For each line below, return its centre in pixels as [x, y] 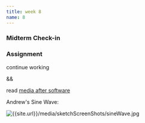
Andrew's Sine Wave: [32, 102]
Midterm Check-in [33, 38]
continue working [28, 67]
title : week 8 [24, 12]
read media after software [38, 90]
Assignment [25, 54]
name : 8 [16, 17]
